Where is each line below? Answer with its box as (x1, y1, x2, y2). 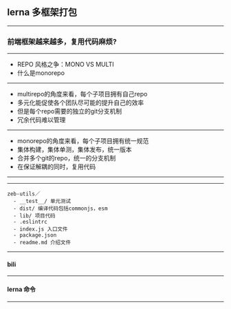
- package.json (13, 232, 57, 239)
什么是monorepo (16, 69, 65, 77)
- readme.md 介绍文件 (13, 239, 71, 246)
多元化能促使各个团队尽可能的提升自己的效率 (16, 98, 144, 107)
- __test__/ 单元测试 (13, 198, 71, 205)
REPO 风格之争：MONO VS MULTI (16, 61, 115, 69)
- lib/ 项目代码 (13, 213, 56, 220)
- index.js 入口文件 (13, 226, 68, 233)
